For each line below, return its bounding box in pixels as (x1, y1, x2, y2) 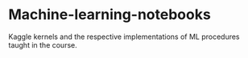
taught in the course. (8, 40, 78, 49)
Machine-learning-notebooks (8, 6, 211, 24)
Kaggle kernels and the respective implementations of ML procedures (8, 32, 240, 41)
